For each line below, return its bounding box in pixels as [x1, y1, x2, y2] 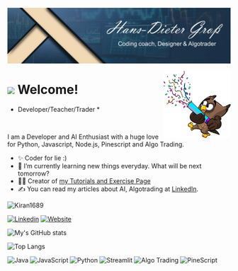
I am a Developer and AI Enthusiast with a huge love [7, 132, 159, 141]
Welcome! [17, 82, 79, 98]
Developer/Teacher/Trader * [17, 105, 101, 113]
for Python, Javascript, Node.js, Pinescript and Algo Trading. [7, 139, 184, 149]
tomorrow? [17, 169, 50, 178]
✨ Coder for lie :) [17, 154, 67, 162]
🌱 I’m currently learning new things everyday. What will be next [17, 161, 202, 170]
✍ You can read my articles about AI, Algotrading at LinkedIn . [17, 185, 199, 193]
